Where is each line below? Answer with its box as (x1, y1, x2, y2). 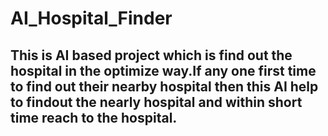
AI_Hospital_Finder (10, 7, 173, 30)
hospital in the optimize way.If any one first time (10, 62, 317, 79)
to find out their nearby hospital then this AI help (10, 78, 319, 95)
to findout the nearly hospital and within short (10, 93, 303, 111)
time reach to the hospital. (10, 109, 178, 126)
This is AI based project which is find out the (10, 47, 293, 64)
